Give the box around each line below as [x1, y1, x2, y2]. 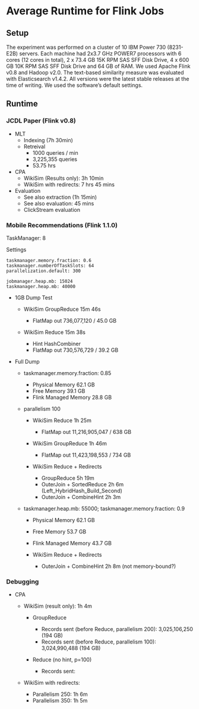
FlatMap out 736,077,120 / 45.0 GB [32, 317, 117, 324]
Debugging [6, 577, 39, 586]
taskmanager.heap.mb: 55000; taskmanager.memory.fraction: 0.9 [23, 505, 185, 512]
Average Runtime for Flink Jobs [6, 4, 165, 18]
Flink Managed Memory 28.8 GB [32, 393, 112, 401]
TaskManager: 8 [6, 234, 46, 242]
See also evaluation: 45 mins [23, 199, 94, 207]
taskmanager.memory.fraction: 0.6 [6, 257, 92, 263]
